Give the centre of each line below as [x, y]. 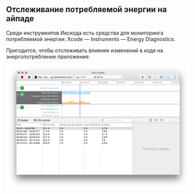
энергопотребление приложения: [48, 56]
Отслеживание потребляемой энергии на [87, 10]
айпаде [20, 19]
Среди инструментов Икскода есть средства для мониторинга [85, 33]
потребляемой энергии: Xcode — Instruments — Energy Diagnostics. [91, 39]
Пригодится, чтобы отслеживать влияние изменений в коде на [85, 50]
